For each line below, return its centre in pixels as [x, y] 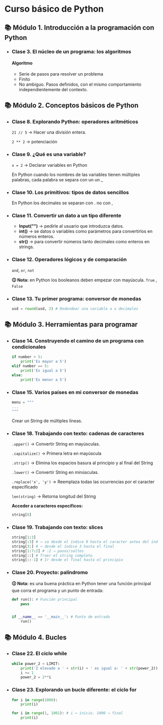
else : [17, 375]
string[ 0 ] [22, 515]
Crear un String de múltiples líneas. [47, 421]
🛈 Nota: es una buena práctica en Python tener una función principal [81, 583]
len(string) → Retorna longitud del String [54, 496]
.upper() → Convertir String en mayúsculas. [56, 444]
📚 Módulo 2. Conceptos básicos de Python [72, 106]
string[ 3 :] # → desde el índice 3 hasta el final [63, 546]
